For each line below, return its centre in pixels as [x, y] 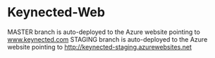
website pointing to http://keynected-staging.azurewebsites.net [100, 47]
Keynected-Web [56, 12]
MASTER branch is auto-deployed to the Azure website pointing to [104, 32]
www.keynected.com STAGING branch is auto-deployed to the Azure [107, 39]
